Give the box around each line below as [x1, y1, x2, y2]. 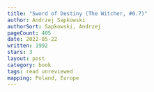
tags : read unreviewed [7, 68, 73, 75]
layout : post [7, 55, 45, 62]
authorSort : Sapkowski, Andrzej [7, 23, 101, 30]
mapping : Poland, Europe [7, 74, 79, 82]
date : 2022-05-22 [7, 36, 58, 43]
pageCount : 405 [7, 29, 52, 37]
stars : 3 [7, 49, 33, 56]
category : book [7, 62, 52, 68]
